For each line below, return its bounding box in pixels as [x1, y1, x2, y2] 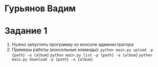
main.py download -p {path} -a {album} [11, 57, 93, 62]
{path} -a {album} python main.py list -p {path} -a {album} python [11, 53, 153, 58]
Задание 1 [4, 25, 47, 37]
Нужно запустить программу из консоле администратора [11, 42, 134, 47]
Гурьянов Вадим [4, 3, 76, 14]
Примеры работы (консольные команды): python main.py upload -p [11, 47, 154, 53]
